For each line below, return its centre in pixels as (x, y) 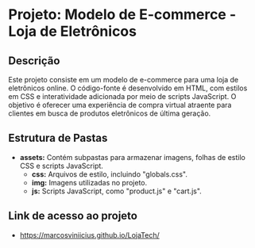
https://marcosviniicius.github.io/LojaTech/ (90, 235)
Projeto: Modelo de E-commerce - (122, 15)
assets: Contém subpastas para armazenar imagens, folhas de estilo (133, 157)
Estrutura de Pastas (58, 138)
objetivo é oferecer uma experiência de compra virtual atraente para (120, 105)
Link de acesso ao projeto (73, 216)
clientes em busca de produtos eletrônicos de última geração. (110, 113)
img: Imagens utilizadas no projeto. (89, 182)
